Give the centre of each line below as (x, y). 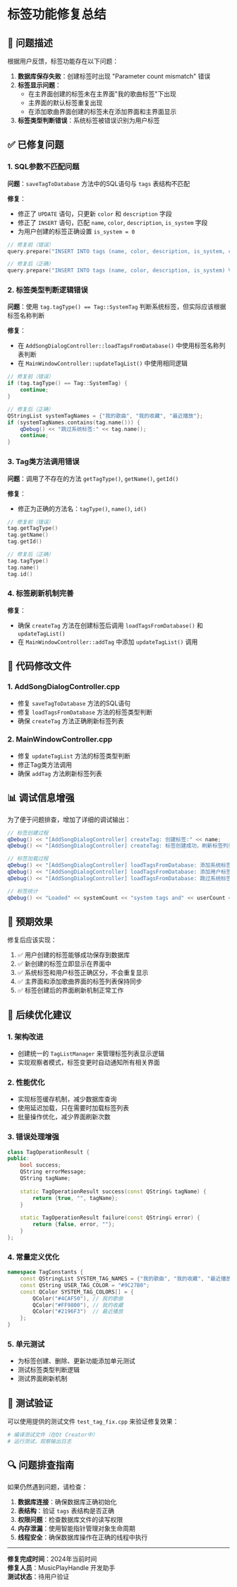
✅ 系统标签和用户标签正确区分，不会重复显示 (83, 973)
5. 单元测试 (26, 1344)
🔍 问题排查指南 (41, 1465)
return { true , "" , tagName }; (75, 1198)
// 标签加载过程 (28, 859)
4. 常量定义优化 (34, 1257)
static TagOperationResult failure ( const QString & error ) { (110, 1218)
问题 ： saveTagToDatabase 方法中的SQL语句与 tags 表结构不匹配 (99, 183)
